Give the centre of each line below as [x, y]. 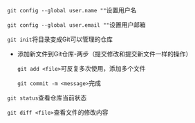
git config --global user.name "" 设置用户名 [72, 10]
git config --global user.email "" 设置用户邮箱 [77, 25]
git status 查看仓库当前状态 [47, 98]
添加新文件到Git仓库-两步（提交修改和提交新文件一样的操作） [104, 54]
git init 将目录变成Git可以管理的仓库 [60, 39]
